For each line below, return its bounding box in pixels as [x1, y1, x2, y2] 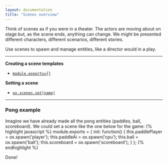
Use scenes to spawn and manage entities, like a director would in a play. [5, 46, 156, 52]
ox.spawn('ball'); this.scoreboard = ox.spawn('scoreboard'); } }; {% [5, 139, 144, 145]
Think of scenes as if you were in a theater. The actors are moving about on [5, 25, 161, 31]
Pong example [5, 106, 41, 113]
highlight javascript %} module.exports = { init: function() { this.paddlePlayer [5, 128, 162, 134]
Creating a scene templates [5, 60, 64, 66]
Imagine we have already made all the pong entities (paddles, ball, [5, 118, 141, 124]
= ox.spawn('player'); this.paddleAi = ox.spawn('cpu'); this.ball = [5, 133, 138, 140]
